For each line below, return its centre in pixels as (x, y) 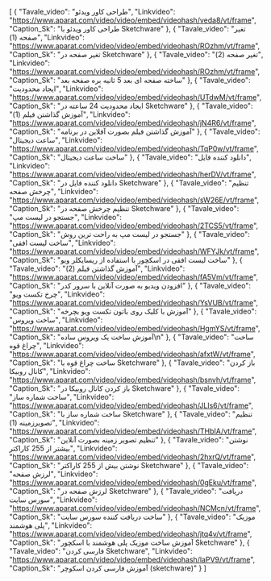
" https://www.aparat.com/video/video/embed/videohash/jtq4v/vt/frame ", (131, 534)
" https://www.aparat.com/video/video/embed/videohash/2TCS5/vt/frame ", (134, 226)
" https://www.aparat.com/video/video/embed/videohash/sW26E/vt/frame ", (134, 200)
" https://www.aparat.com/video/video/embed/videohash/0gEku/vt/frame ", (133, 482)
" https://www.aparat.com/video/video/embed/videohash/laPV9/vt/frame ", (132, 560)
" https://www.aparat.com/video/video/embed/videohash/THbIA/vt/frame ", (133, 431)
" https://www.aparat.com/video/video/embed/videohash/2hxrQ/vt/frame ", (133, 457)
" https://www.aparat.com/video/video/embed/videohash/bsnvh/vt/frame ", (133, 380)
